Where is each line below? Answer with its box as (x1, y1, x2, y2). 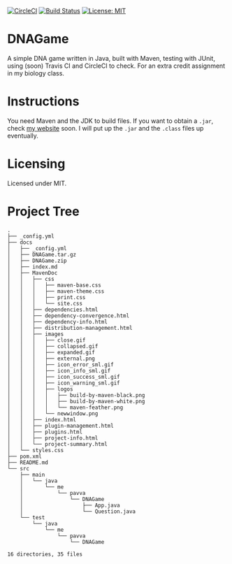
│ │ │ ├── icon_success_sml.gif (7, 373, 120, 380)
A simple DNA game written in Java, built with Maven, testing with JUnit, (7, 54, 215, 62)
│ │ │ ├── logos (7, 385, 73, 393)
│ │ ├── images (7, 331, 64, 338)
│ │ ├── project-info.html (7, 434, 99, 442)
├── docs (7, 238, 33, 246)
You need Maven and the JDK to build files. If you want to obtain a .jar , (7, 116, 214, 125)
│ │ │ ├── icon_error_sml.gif (7, 361, 114, 368)
